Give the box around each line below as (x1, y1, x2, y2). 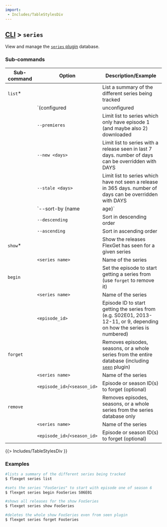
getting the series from (102, 305, 156, 312)
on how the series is (102, 324, 149, 331)
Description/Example (105, 72, 157, 79)
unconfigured (102, 104, 134, 111)
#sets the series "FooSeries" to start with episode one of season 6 (5, 485, 153, 490)
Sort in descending (102, 213, 147, 220)
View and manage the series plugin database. (5, 43, 100, 50)
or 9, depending (121, 318, 159, 325)
